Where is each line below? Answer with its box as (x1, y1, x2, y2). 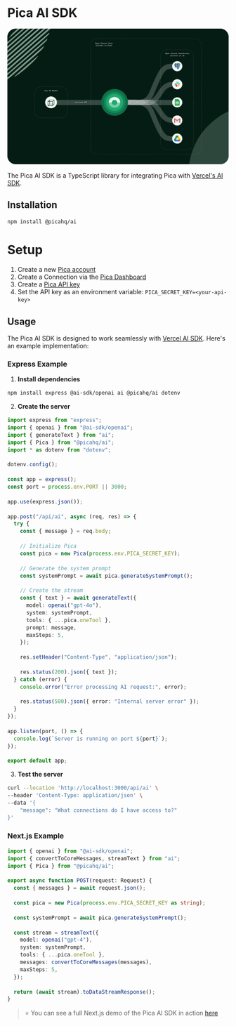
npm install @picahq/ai (7, 218, 77, 225)
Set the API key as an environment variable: (17, 288, 144, 296)
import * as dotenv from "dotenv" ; (7, 446, 112, 454)
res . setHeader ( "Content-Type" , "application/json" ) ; (20, 654, 178, 661)
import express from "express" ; (7, 416, 102, 424)
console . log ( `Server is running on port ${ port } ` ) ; (13, 735, 169, 742)
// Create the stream (20, 587, 83, 594)
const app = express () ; (7, 476, 77, 483)
